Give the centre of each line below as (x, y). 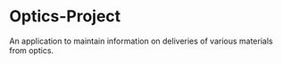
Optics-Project (65, 16)
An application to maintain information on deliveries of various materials (141, 41)
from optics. (32, 50)
